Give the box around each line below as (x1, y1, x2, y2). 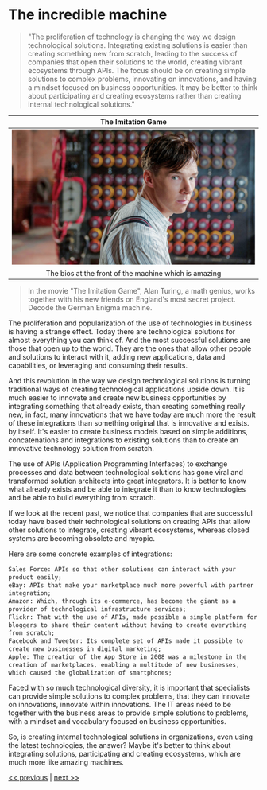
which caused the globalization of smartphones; (8, 669, 172, 677)
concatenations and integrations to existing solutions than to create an (8, 435, 238, 445)
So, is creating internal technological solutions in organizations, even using (8, 732, 253, 741)
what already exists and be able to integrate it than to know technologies (8, 485, 246, 494)
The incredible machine (8, 6, 168, 24)
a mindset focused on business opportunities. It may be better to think (27, 82, 258, 92)
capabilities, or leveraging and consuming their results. (8, 360, 188, 371)
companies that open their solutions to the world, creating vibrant (27, 57, 242, 67)
